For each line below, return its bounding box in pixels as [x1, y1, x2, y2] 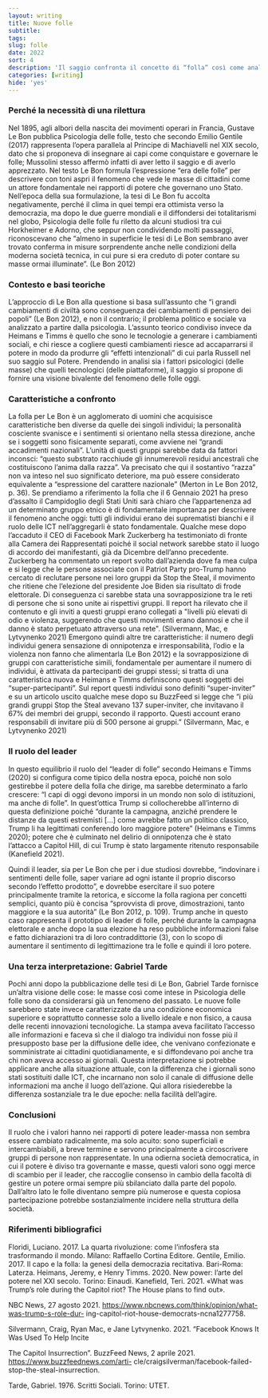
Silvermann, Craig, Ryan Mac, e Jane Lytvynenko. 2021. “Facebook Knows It [8, 1324, 259, 1333]
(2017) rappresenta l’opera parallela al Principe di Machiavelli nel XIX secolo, [8, 140, 259, 149]
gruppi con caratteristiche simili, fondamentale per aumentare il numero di [8, 658, 252, 667]
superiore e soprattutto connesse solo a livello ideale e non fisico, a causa [8, 1013, 252, 1022]
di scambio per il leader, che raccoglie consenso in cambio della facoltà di [8, 1170, 252, 1180]
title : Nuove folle [8, 19, 73, 27]
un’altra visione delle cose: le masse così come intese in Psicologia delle [8, 987, 246, 997]
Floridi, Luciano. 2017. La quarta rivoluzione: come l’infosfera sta [8, 1242, 219, 1252]
